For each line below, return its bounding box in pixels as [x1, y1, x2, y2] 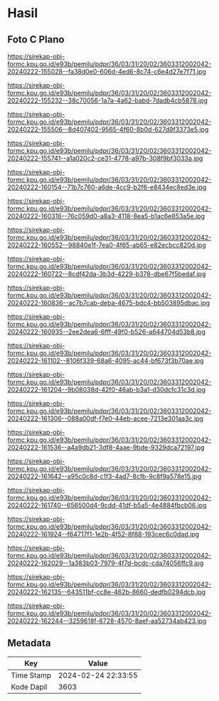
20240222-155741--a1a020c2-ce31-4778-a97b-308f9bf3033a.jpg [7, 154, 203, 162]
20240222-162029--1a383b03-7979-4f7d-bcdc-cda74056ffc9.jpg [7, 559, 204, 567]
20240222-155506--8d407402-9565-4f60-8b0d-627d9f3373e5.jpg [7, 125, 209, 133]
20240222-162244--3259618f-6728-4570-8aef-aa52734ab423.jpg [7, 617, 207, 625]
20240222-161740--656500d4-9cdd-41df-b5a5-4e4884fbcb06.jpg [7, 501, 207, 510]
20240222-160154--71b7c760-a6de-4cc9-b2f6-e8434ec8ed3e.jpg [7, 183, 207, 191]
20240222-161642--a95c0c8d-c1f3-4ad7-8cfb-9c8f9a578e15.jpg [7, 472, 202, 480]
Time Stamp [11, 670, 52, 680]
